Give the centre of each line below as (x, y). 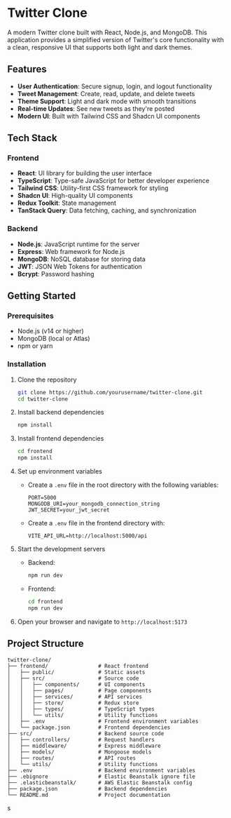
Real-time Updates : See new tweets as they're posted (96, 108)
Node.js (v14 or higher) (50, 331)
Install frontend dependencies (61, 438)
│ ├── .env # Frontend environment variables (103, 721)
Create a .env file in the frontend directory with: (96, 523)
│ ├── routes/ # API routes (72, 758)
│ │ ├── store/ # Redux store (73, 703)
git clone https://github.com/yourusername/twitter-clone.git (110, 392)
